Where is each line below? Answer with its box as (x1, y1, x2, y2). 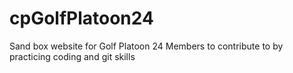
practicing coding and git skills (9, 50, 136, 62)
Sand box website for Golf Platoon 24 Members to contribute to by (9, 40, 284, 52)
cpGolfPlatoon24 (9, 7, 154, 30)
